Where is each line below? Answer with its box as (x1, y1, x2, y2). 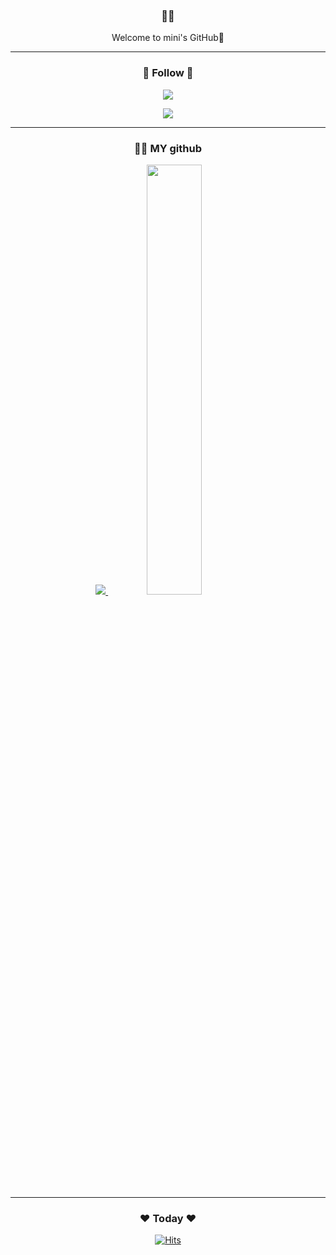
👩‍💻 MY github (134, 141, 202, 155)
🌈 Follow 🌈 (142, 66, 194, 80)
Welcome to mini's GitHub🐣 (111, 32, 225, 44)
